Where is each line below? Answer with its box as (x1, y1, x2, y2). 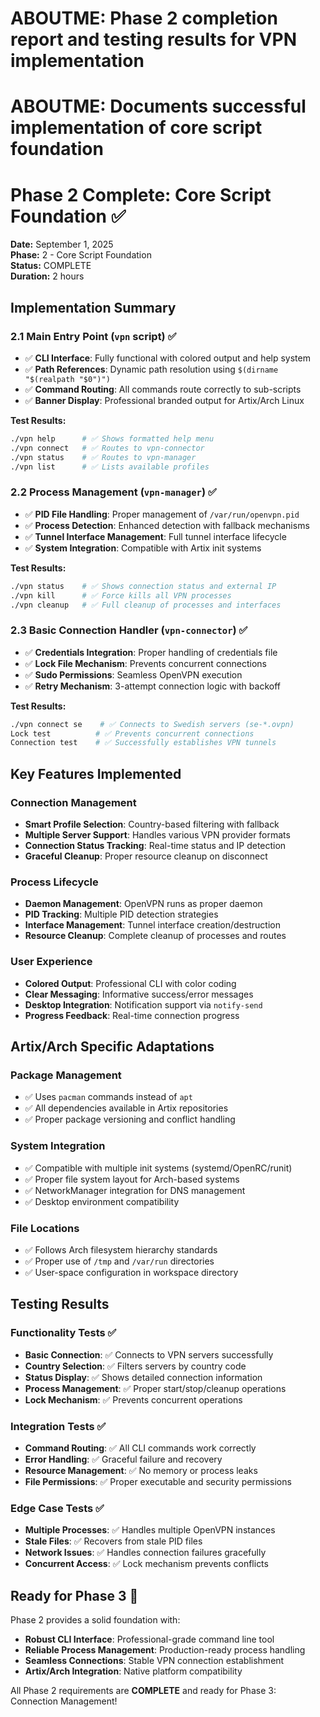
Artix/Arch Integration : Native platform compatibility (24, 1665, 243, 1677)
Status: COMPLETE (10, 260, 92, 272)
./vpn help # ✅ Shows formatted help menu (10, 434, 215, 444)
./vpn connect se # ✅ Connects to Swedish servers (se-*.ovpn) (10, 719, 295, 729)
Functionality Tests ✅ (10, 1326, 117, 1340)
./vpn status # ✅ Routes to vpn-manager (10, 452, 197, 462)
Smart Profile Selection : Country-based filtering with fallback (24, 818, 280, 831)
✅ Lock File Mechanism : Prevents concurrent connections (24, 657, 268, 669)
